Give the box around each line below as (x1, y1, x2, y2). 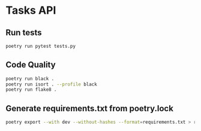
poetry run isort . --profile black (5, 81, 97, 87)
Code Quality (5, 60, 56, 70)
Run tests (5, 28, 42, 38)
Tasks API (5, 4, 56, 17)
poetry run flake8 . (5, 87, 58, 93)
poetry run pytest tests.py (5, 43, 76, 49)
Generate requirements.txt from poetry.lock (5, 103, 173, 114)
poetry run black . (5, 75, 55, 81)
